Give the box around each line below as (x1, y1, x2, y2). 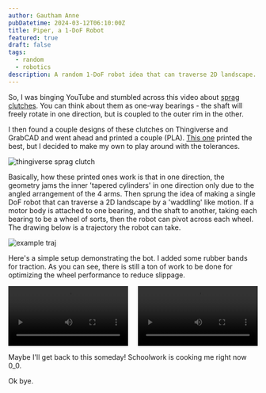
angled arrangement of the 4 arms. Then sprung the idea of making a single (8, 189, 256, 198)
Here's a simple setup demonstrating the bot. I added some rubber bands (8, 253, 248, 262)
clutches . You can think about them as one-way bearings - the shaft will (8, 101, 243, 110)
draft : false (8, 41, 51, 49)
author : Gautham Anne (8, 11, 80, 20)
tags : (8, 48, 26, 56)
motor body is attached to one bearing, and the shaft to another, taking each (8, 205, 257, 215)
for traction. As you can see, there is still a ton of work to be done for (8, 261, 234, 271)
